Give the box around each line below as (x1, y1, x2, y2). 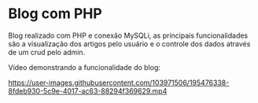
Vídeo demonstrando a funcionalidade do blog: (8, 62, 161, 72)
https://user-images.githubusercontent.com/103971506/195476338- (8, 78, 230, 87)
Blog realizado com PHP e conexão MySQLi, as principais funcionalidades (8, 31, 249, 40)
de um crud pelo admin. (8, 47, 86, 57)
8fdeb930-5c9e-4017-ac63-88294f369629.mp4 (8, 86, 168, 95)
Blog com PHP (8, 5, 102, 23)
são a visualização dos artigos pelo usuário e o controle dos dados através (8, 39, 251, 48)
